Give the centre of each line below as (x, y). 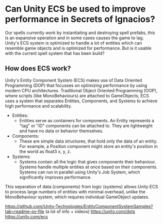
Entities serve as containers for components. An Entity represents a (87, 120)
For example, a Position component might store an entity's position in (88, 146)
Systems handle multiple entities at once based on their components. (88, 167)
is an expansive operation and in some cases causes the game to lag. (74, 38)
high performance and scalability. (39, 106)
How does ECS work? (38, 69)
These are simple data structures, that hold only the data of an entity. (88, 141)
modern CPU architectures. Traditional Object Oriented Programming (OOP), (81, 90)
